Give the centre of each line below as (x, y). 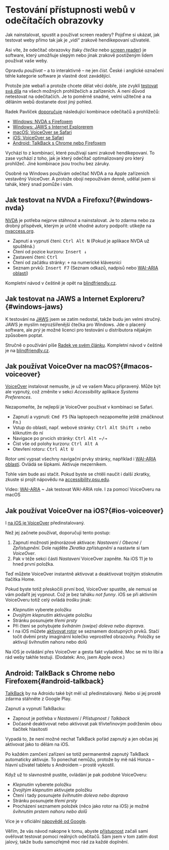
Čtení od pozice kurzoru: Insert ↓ (50, 251)
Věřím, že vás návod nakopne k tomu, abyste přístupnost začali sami (77, 831)
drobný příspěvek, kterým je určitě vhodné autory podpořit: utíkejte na (78, 226)
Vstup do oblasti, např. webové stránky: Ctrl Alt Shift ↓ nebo (81, 428)
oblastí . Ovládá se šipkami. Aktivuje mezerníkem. (56, 464)
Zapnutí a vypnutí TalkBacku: (35, 708)
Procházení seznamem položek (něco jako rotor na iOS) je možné (81, 806)
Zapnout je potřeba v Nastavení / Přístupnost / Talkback (71, 718)
